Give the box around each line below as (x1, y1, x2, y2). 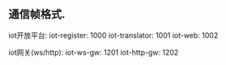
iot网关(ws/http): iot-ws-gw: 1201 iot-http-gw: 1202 (8, 47, 179, 57)
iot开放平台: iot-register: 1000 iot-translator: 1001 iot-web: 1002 (8, 30, 219, 40)
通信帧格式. (8, 7, 66, 22)
